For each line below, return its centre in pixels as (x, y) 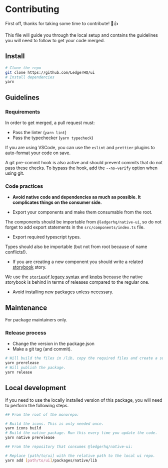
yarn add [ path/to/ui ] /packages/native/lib (51, 460)
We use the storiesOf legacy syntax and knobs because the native (74, 277)
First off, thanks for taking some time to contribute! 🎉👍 (62, 23)
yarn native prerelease (30, 438)
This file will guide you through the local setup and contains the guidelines (82, 35)
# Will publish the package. (35, 368)
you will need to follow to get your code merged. (55, 40)
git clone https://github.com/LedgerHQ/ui (50, 72)
